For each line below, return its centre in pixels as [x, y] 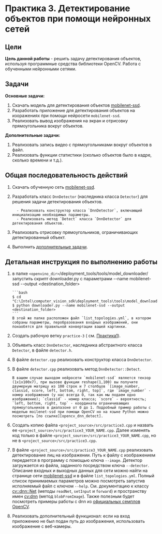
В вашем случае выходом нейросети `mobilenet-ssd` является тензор [81, 378]
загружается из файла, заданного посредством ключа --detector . [80, 466]
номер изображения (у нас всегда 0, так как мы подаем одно [74, 395]
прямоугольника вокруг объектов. [48, 126]
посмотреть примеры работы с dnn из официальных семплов [76, 502]
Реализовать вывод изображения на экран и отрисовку [70, 121]
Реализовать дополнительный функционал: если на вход [71, 516]
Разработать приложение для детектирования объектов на [74, 110]
